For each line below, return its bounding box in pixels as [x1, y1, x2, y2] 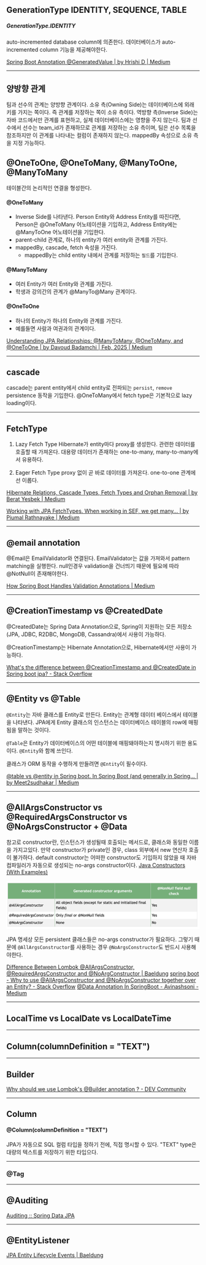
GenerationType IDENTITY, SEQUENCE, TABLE [6, 5, 187, 15]
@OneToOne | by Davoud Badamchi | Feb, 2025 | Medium [6, 344, 153, 351]
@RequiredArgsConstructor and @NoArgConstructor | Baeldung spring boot [6, 970, 199, 977]
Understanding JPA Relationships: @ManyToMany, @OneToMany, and [6, 337, 184, 344]
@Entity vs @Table [6, 694, 81, 704]
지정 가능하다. [12, 140, 46, 147]
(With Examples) [6, 869, 48, 876]
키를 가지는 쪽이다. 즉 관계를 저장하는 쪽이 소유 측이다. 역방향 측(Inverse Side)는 [6, 109, 198, 116]
